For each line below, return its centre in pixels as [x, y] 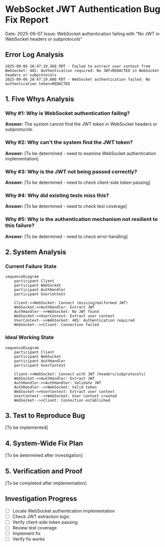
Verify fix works [28, 539]
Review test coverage [35, 528]
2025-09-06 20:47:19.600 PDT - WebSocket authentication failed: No [78, 79]
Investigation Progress [41, 499]
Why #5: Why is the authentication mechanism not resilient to [82, 219]
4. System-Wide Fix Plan [44, 443]
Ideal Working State [29, 337]
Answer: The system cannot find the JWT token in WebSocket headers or [81, 124]
